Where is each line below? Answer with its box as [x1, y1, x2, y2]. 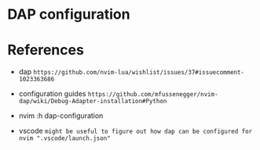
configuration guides [18, 89, 86, 98]
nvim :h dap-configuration [18, 111, 104, 120]
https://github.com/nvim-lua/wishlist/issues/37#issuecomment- [33, 69, 245, 77]
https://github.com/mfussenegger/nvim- [87, 91, 218, 98]
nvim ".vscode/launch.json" [18, 134, 111, 142]
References [7, 41, 84, 59]
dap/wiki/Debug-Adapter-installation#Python [18, 98, 167, 105]
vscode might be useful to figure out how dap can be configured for [18, 127, 253, 136]
